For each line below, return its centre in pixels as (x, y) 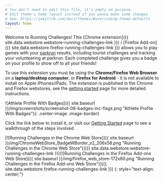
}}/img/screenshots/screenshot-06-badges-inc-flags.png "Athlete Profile (79, 108)
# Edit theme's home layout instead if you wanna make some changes (77, 14)
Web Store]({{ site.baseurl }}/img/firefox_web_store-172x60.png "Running (80, 159)
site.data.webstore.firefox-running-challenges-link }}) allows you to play (84, 48)
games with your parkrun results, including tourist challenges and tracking (80, 53)
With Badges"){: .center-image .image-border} (52, 114)
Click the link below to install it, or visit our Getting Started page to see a (78, 123)
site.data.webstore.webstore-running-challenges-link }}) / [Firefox (72, 43)
